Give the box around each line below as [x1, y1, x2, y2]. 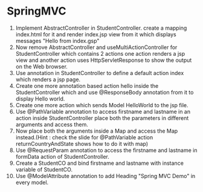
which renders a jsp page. [15, 76, 81, 83]
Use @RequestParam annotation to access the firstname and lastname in [15, 147, 198, 154]
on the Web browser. [15, 62, 68, 70]
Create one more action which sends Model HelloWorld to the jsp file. [15, 101, 189, 108]
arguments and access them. [15, 121, 88, 128]
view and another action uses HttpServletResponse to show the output [15, 56, 192, 64]
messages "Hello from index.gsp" [15, 37, 100, 44]
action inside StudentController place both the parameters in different [15, 114, 189, 122]
